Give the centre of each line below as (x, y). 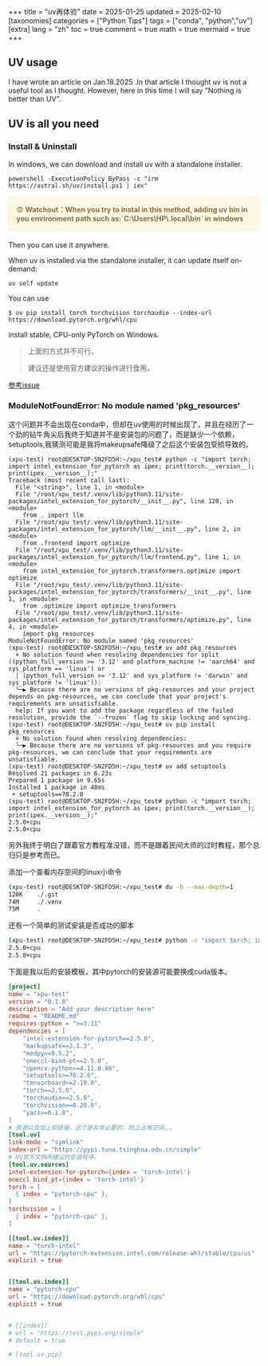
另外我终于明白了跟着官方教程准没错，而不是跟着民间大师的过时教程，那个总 (134, 844)
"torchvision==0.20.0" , (62, 1105)
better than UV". (35, 99)
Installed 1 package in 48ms (57, 787)
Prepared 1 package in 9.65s (57, 780)
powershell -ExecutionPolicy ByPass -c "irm (83, 179)
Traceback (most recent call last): (69, 480)
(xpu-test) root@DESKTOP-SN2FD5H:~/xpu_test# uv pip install (112, 724)
